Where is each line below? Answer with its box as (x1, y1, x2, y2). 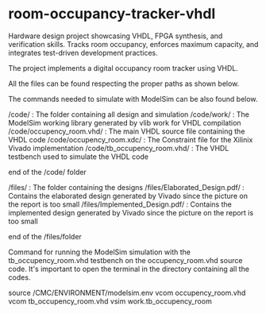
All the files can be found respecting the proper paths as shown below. (8, 79, 240, 88)
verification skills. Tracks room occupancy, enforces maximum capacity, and (8, 39, 259, 48)
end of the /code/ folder (8, 167, 87, 176)
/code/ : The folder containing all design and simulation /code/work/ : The (8, 109, 250, 119)
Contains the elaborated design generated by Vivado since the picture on (8, 191, 249, 200)
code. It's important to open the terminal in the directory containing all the (8, 264, 250, 273)
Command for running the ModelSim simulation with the (8, 247, 191, 257)
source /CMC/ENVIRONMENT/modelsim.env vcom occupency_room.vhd (8, 288, 246, 297)
